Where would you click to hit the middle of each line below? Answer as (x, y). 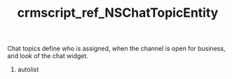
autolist (28, 70)
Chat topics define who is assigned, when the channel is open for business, (116, 49)
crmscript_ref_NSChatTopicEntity (118, 13)
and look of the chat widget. (48, 56)
